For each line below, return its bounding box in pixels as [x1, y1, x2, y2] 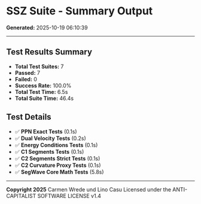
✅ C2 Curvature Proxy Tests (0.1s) [14, 162, 101, 169]
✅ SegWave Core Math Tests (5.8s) [14, 168, 104, 175]
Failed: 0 [14, 75, 38, 83]
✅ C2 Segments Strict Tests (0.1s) [14, 154, 100, 162]
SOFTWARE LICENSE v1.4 [37, 192, 102, 199]
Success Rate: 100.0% [14, 82, 72, 89]
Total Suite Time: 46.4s [14, 95, 74, 102]
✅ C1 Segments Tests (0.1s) [14, 148, 84, 155]
